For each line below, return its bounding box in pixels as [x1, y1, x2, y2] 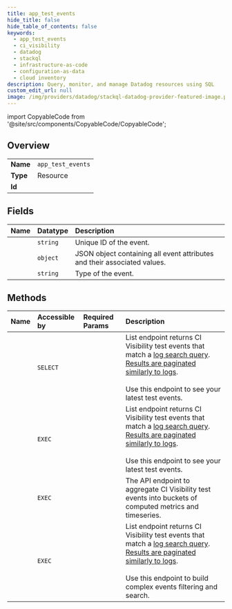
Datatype [37, 226, 69, 235]
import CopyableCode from [7, 113, 85, 121]
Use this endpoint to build [125, 574, 209, 583]
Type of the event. [75, 269, 135, 278]
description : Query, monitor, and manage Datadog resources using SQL [7, 81, 215, 88]
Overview [7, 139, 50, 152]
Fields [7, 205, 35, 217]
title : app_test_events [7, 10, 76, 17]
